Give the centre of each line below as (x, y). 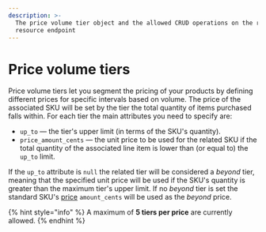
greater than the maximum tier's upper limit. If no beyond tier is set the (123, 189)
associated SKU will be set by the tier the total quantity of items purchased (130, 108)
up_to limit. (37, 157)
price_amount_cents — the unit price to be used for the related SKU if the (138, 140)
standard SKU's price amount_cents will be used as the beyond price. (120, 197)
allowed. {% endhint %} (47, 221)
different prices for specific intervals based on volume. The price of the (125, 99)
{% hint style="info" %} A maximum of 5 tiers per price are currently (120, 212)
